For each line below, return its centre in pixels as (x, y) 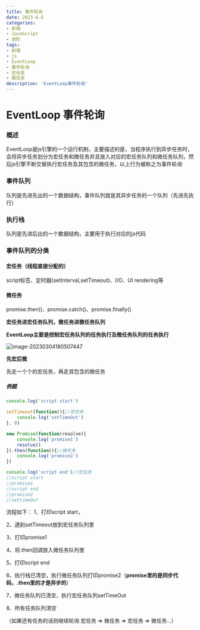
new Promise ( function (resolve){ (46, 434)
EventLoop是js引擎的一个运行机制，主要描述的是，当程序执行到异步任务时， (100, 149)
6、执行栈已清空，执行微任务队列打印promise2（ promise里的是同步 (90, 575)
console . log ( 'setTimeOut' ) (50, 418)
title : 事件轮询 (24, 12)
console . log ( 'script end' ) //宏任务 (49, 472)
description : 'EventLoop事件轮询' (47, 84)
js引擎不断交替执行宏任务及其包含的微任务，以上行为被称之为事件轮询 (97, 164)
